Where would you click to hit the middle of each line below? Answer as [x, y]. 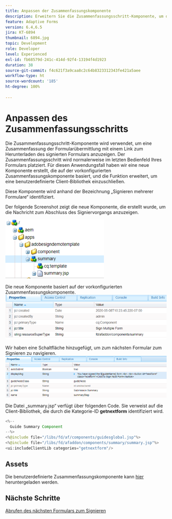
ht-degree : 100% [23, 87]
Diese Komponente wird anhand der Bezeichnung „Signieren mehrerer [79, 191]
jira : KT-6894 [20, 33]
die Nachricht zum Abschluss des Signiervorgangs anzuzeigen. [72, 212]
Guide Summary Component [36, 427]
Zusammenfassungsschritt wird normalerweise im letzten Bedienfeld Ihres [84, 160]
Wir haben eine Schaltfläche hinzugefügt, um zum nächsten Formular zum [84, 348]
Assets [17, 464]
